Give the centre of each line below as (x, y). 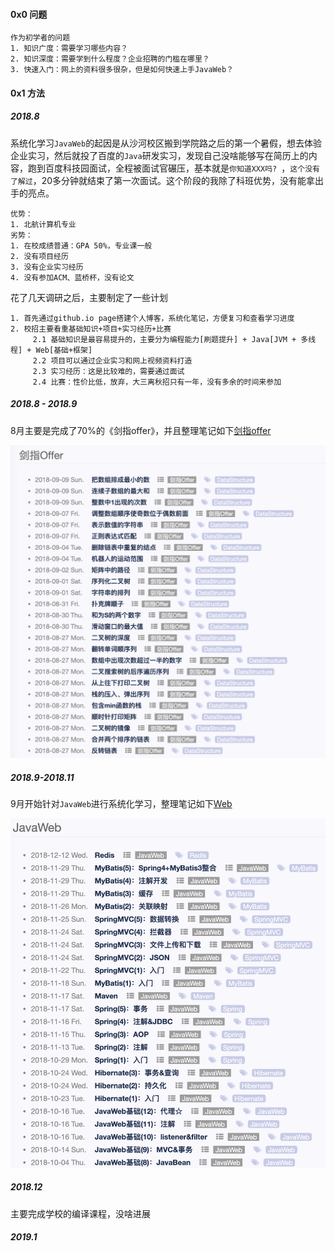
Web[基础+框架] (64, 350)
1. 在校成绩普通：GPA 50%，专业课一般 (81, 245)
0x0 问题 (29, 14)
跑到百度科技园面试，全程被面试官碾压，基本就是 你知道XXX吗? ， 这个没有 (173, 168)
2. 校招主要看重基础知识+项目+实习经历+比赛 (91, 329)
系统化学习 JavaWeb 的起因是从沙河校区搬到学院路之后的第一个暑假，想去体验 (166, 143)
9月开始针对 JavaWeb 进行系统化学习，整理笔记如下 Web (121, 804)
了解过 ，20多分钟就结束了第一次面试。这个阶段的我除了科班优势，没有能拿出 (167, 180)
